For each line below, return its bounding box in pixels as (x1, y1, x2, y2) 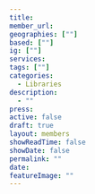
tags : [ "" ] (9, 63, 50, 72)
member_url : (9, 21, 54, 30)
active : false (9, 113, 63, 122)
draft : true (9, 122, 54, 131)
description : (9, 88, 58, 97)
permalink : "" (9, 154, 63, 164)
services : (9, 55, 47, 63)
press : (9, 105, 34, 114)
